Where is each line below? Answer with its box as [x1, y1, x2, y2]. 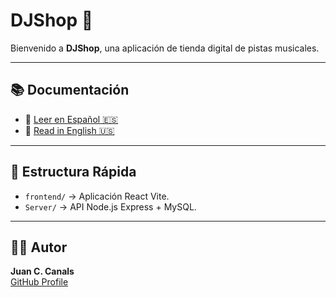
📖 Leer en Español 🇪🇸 [24, 113, 118, 125]
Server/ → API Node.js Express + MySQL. [24, 200, 197, 213]
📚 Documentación [10, 82, 130, 99]
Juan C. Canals [10, 265, 75, 278]
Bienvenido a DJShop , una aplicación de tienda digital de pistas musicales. [10, 42, 320, 54]
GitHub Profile [10, 276, 69, 288]
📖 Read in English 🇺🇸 [24, 124, 115, 136]
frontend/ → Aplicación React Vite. [24, 190, 170, 202]
